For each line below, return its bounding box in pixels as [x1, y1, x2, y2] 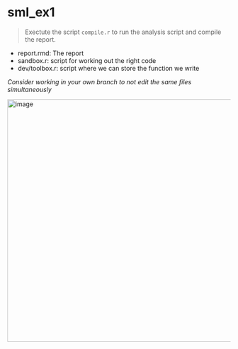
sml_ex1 [7, 4, 55, 21]
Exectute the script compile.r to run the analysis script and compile [24, 28, 222, 36]
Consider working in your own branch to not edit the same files [7, 77, 192, 86]
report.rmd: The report [17, 49, 84, 57]
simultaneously [7, 85, 52, 93]
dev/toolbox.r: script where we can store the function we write [17, 64, 200, 72]
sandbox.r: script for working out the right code [17, 56, 157, 64]
